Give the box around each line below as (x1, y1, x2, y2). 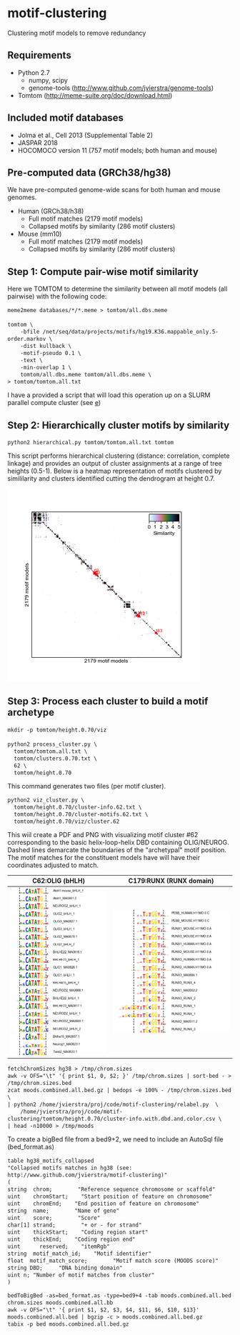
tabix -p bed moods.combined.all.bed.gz (7, 1320, 130, 1328)
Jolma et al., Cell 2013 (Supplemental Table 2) (17, 131, 154, 139)
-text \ (20, 357, 43, 364)
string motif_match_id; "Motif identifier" (7, 1250, 152, 1257)
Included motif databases (7, 112, 124, 124)
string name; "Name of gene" (7, 1207, 120, 1214)
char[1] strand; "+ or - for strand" (7, 1221, 142, 1229)
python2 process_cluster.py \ (7, 741, 98, 748)
